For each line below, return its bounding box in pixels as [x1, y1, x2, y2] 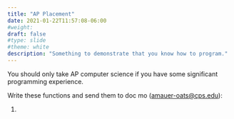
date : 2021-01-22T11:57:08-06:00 [7, 17, 107, 24]
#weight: [7, 24, 34, 31]
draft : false [7, 30, 46, 38]
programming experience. [7, 77, 84, 86]
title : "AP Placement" [7, 10, 75, 18]
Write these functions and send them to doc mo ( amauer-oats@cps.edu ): [7, 90, 223, 100]
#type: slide [7, 37, 46, 44]
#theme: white [7, 43, 50, 51]
